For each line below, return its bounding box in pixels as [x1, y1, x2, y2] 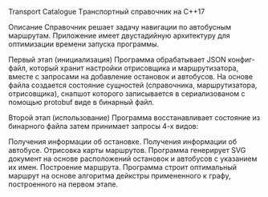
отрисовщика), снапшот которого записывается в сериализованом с [8, 89, 246, 98]
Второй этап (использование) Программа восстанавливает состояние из [8, 113, 261, 123]
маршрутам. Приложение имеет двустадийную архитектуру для [8, 31, 230, 40]
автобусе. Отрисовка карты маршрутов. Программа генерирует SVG [8, 146, 246, 155]
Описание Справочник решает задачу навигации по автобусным [8, 22, 232, 31]
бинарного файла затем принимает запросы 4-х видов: [8, 122, 199, 131]
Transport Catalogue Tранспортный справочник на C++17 [8, 7, 205, 16]
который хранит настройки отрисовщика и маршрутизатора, [29, 63, 239, 73]
